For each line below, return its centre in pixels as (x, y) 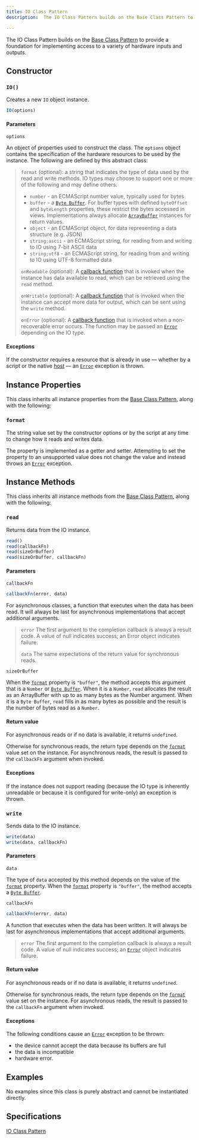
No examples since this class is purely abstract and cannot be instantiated (97, 1092)
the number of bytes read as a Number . (53, 708)
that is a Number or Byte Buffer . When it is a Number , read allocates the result (99, 689)
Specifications (34, 1116)
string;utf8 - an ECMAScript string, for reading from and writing (109, 253)
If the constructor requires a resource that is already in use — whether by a (98, 360)
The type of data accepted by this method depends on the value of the (93, 879)
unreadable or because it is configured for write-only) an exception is (91, 792)
